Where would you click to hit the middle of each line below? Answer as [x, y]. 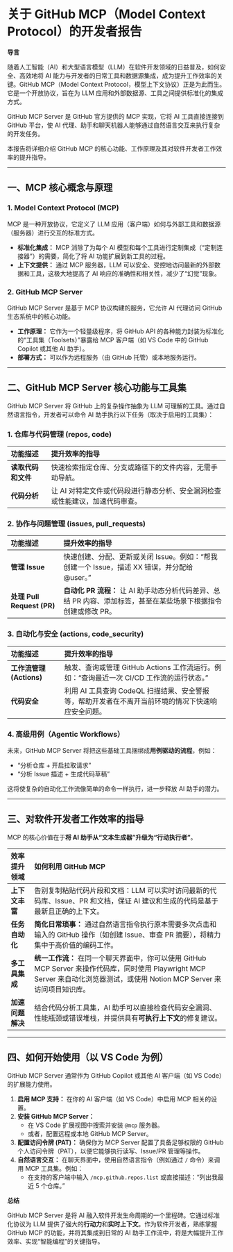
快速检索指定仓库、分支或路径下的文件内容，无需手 [135, 467]
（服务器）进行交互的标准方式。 [53, 233]
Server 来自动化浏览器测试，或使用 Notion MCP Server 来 [128, 978]
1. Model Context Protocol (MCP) [63, 208]
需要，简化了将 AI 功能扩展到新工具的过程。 [107, 256]
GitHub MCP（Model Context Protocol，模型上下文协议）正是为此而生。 [122, 84]
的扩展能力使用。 [32, 1084]
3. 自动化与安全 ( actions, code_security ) [76, 634]
